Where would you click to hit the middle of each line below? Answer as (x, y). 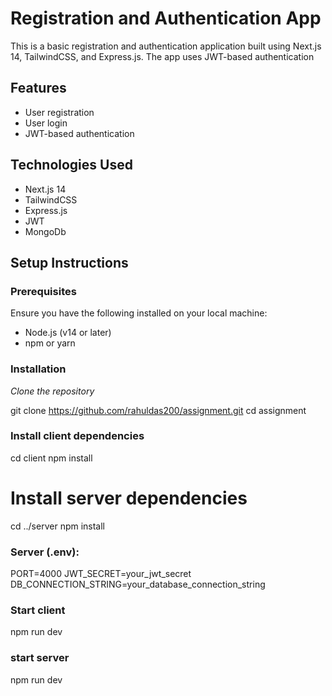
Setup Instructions (69, 262)
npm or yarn (50, 343)
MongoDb (45, 231)
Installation (38, 369)
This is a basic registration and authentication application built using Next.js (166, 46)
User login (46, 123)
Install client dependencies (77, 436)
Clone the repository (52, 391)
